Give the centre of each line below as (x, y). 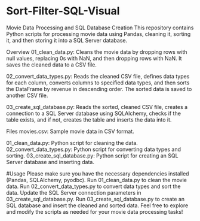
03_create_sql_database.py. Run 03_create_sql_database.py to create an (96, 199)
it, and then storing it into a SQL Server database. (67, 40)
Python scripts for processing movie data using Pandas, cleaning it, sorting (99, 34)
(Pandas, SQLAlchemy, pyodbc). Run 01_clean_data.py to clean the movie (96, 180)
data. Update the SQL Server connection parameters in (74, 192)
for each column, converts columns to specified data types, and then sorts (98, 83)
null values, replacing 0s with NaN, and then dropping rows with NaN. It (94, 58)
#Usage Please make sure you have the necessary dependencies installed (98, 173)
